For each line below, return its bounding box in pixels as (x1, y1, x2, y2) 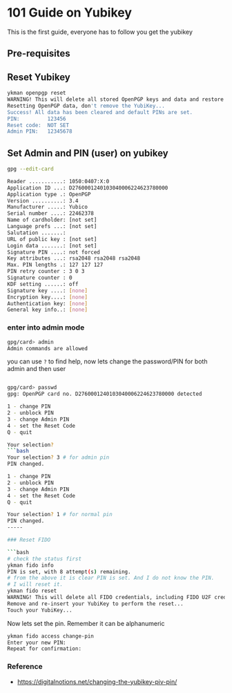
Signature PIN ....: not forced (7, 249, 100, 256)
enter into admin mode (7, 323, 85, 332)
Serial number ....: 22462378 (7, 210, 95, 217)
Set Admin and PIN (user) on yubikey (7, 147, 168, 159)
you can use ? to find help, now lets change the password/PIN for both (7, 357, 208, 366)
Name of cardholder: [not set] (7, 216, 97, 224)
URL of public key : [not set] (7, 236, 97, 243)
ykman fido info (7, 562, 54, 569)
